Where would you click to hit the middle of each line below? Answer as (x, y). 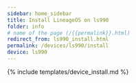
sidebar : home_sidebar (39, 13)
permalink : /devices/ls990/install (58, 46)
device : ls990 (27, 53)
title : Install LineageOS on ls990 (58, 20)
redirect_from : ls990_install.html (58, 39)
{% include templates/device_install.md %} (68, 72)
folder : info (26, 26)
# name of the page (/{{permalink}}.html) (69, 33)
